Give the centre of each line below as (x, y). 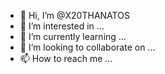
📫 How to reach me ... (66, 58)
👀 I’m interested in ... (62, 26)
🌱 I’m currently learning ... (73, 36)
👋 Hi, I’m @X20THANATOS (74, 15)
